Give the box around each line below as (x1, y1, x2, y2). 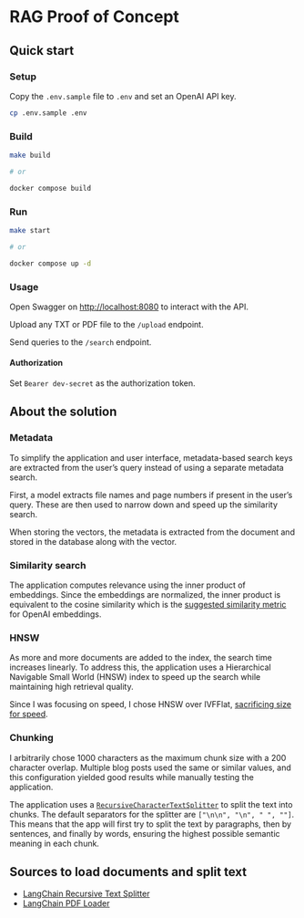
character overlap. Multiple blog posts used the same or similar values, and (9, 762, 291, 773)
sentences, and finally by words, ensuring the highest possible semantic (9, 828, 280, 839)
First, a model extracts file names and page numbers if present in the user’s (9, 489, 293, 500)
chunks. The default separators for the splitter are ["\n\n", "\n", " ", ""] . (9, 808, 295, 819)
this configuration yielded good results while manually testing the (9, 771, 255, 782)
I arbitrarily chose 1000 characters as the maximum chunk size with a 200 (9, 752, 287, 763)
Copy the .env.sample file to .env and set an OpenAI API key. (9, 90, 237, 101)
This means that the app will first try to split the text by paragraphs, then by (9, 819, 292, 829)
